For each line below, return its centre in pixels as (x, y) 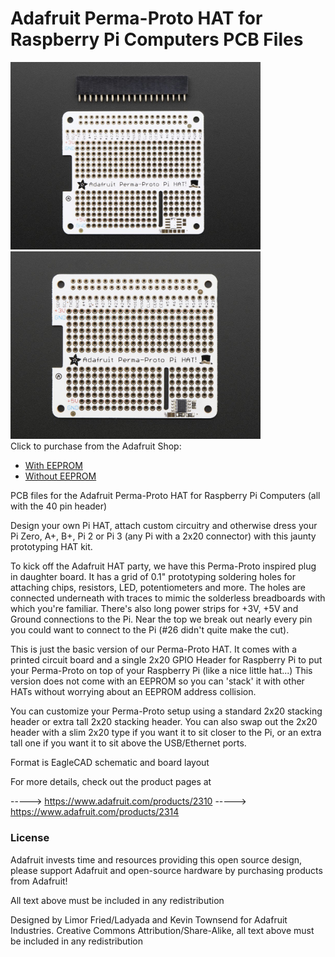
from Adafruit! (39, 881)
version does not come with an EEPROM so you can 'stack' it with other (157, 681)
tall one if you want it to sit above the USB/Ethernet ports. (128, 743)
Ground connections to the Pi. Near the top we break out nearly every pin (161, 619)
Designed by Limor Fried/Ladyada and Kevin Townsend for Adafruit (149, 919)
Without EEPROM (60, 476)
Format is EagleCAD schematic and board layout (110, 763)
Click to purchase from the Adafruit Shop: (96, 446)
